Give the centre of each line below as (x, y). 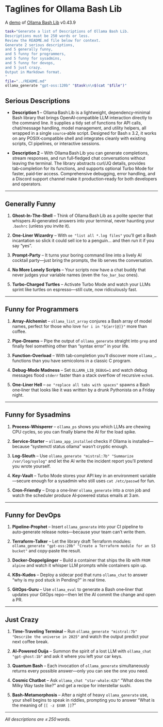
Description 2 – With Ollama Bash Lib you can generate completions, (80, 153)
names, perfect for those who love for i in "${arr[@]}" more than (79, 326)
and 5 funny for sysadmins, (33, 59)
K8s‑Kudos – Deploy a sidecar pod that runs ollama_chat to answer (80, 575)
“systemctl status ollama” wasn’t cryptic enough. (80, 446)
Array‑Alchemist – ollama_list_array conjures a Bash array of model (82, 321)
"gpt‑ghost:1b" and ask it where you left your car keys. (67, 656)
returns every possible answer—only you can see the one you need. (80, 671)
